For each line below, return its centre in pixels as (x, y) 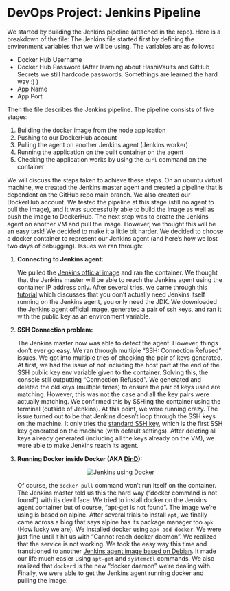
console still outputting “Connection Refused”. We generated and (109, 379)
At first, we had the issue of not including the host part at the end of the (118, 365)
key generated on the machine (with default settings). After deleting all (117, 431)
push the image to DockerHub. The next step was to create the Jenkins (108, 216)
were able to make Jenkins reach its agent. (78, 445)
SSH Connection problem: (55, 330)
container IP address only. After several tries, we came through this (112, 287)
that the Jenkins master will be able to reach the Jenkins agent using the (120, 279)
